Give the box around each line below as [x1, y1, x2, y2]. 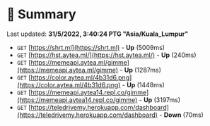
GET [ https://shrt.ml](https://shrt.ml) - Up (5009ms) [16, 43, 165, 51]
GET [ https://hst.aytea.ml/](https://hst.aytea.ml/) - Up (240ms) [16, 51, 197, 59]
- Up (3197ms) [139, 95, 181, 104]
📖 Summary [6, 6, 76, 23]
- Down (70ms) [159, 111, 204, 119]
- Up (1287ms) [119, 65, 162, 74]
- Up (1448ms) [122, 80, 165, 89]
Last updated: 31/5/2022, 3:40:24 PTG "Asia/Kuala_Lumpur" [6, 30, 189, 38]
